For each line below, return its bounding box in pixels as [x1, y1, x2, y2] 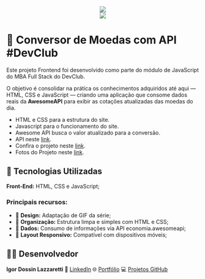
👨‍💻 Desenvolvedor [6, 249, 78, 259]
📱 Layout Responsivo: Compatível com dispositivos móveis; [15, 231, 167, 239]
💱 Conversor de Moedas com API [6, 33, 177, 47]
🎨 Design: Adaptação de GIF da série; [15, 212, 111, 219]
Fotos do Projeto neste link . [15, 148, 84, 155]
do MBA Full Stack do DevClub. [6, 73, 86, 80]
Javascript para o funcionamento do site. [15, 122, 119, 130]
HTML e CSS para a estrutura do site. [15, 116, 110, 123]
